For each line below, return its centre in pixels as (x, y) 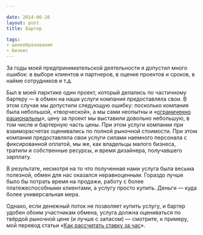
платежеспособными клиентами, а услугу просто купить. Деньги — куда (102, 188)
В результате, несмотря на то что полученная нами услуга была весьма (100, 168)
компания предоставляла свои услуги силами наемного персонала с (97, 137)
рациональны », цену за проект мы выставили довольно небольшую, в (98, 118)
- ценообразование (29, 45)
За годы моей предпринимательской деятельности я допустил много (97, 68)
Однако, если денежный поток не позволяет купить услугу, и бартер (96, 206)
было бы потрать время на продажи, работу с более (75, 181)
